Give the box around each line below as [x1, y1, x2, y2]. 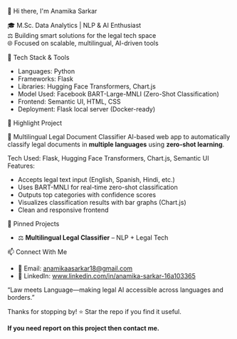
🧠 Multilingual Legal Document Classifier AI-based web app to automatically [7, 133, 231, 141]
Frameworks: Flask [17, 75, 73, 83]
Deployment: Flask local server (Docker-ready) [17, 105, 156, 113]
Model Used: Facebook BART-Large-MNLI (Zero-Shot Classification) [17, 90, 219, 98]
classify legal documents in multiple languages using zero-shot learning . [7, 140, 225, 148]
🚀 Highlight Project [7, 118, 63, 127]
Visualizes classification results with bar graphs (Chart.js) [17, 198, 186, 206]
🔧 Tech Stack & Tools [7, 54, 70, 61]
